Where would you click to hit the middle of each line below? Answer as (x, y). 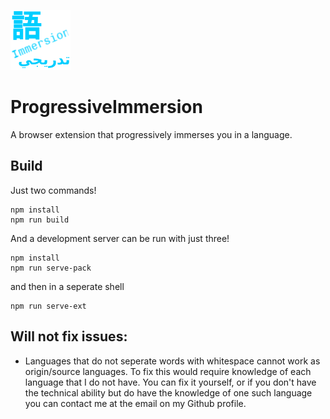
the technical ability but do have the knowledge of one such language (168, 392)
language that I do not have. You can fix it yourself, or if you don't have (170, 382)
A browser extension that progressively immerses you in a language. (151, 134)
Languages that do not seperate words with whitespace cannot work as (172, 361)
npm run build (40, 220)
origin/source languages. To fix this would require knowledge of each (168, 371)
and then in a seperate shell (67, 286)
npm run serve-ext (48, 306)
